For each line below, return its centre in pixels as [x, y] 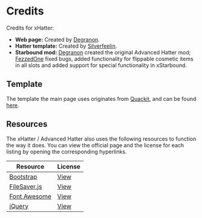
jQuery [19, 206]
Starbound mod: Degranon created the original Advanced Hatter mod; [103, 52]
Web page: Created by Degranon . [57, 39]
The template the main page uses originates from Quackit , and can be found [101, 98]
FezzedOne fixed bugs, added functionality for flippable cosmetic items [104, 59]
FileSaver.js [26, 187]
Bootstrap [23, 176]
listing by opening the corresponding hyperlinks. [67, 152]
